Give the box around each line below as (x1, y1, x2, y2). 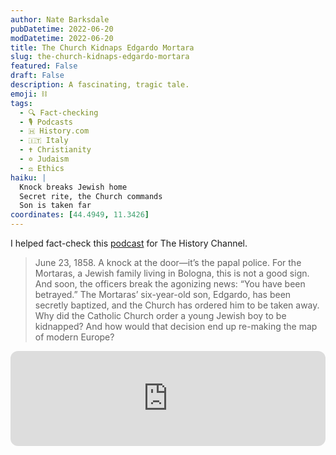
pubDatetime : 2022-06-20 (10, 24, 114, 34)
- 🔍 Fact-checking (19, 107, 99, 118)
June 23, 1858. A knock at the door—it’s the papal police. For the (34, 257, 302, 268)
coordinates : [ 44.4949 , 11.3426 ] (10, 210, 150, 220)
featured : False (10, 61, 78, 71)
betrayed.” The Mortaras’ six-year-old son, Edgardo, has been (34, 289, 292, 300)
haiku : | (10, 172, 47, 183)
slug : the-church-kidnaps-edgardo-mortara (10, 52, 190, 62)
